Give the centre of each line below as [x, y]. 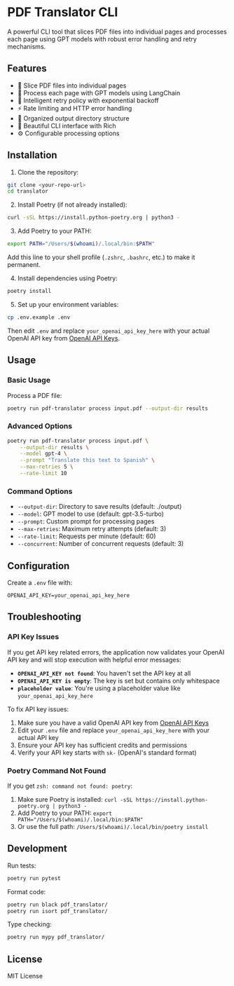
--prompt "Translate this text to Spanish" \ [88, 460]
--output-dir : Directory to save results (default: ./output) [99, 507]
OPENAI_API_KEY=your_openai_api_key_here [69, 596]
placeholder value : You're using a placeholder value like [99, 688]
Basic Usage [29, 381]
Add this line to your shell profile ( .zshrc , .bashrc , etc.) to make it [101, 257]
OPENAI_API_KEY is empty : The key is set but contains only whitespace [119, 680]
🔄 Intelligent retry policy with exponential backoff [88, 100]
